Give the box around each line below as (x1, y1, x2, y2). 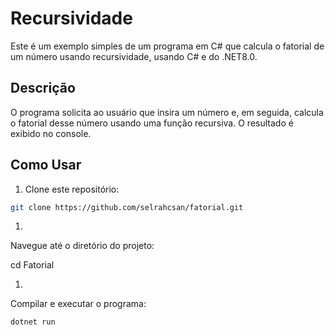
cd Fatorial (10, 259, 55, 271)
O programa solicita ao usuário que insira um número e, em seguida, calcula (10, 106, 324, 118)
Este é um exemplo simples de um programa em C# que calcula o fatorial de (10, 40, 325, 52)
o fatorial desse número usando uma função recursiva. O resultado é (10, 117, 294, 129)
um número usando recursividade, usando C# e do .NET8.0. (10, 50, 258, 62)
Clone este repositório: (24, 183, 120, 195)
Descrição (10, 80, 76, 97)
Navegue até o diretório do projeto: (10, 240, 155, 252)
